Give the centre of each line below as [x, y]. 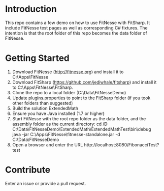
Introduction [31, 9]
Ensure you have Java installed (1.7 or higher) [58, 113]
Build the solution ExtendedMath [45, 108]
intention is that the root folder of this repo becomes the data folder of [76, 33]
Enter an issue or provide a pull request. [46, 183]
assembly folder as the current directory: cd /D [60, 124]
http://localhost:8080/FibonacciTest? [121, 145]
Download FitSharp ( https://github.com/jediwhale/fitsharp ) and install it [84, 82]
